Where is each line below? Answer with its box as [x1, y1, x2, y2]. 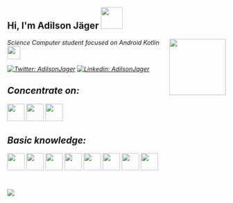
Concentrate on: [7, 85, 80, 97]
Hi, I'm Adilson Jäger [7, 20, 99, 32]
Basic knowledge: [7, 134, 87, 146]
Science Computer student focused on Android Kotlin [7, 38, 159, 46]
